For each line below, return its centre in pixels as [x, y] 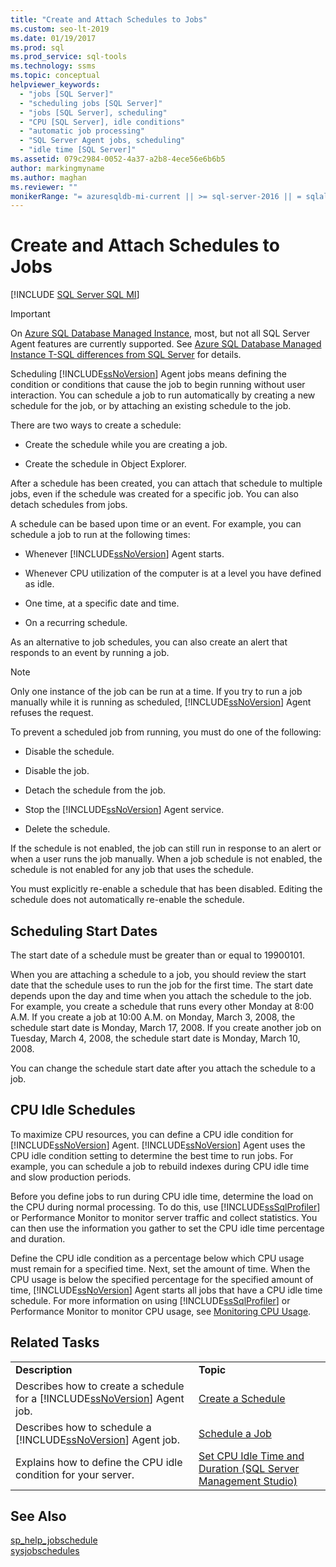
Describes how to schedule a [83, 1427]
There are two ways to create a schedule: [96, 425]
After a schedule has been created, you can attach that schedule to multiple [166, 483]
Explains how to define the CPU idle [99, 1462]
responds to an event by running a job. [90, 653]
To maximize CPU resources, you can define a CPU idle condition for [152, 1134]
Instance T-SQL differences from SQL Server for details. [126, 355]
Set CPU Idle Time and [251, 1456]
